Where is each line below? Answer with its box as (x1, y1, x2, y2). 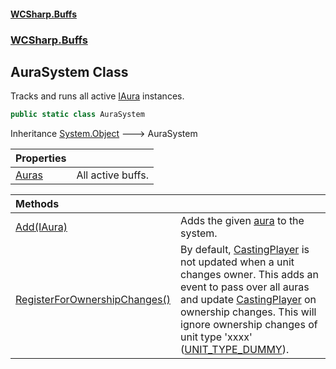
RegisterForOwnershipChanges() (15, 293, 172, 307)
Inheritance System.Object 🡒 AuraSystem (10, 128, 198, 140)
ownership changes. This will (180, 305, 317, 319)
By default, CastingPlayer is (180, 243, 310, 257)
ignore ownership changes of (180, 318, 318, 332)
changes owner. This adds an (180, 268, 319, 282)
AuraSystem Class (10, 63, 129, 80)
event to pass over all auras (180, 280, 310, 294)
